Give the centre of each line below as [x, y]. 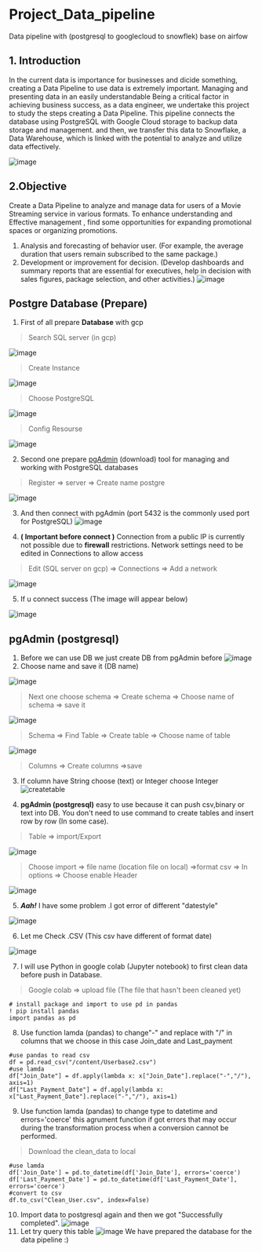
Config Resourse [55, 429]
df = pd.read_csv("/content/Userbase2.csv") [83, 1062]
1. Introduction [45, 61]
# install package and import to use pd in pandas [93, 1005]
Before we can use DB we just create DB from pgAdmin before [121, 658]
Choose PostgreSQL [61, 399]
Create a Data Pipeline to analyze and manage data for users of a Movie [125, 205]
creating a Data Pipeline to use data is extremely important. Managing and [129, 88]
